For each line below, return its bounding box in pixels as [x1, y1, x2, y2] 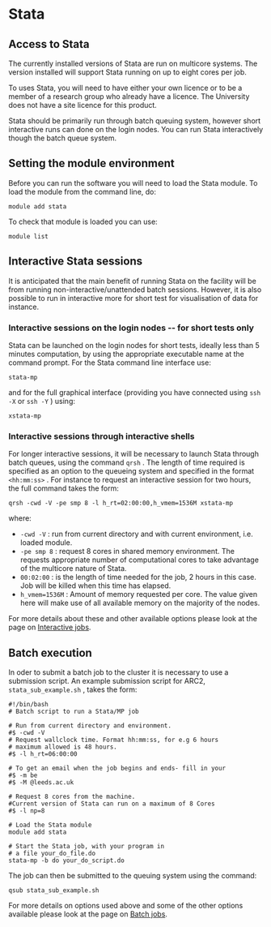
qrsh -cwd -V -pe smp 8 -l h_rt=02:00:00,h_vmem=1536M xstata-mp [8, 500, 233, 508]
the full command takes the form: [8, 483, 119, 493]
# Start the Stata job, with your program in [8, 843, 164, 851]
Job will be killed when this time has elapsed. [19, 581, 171, 590]
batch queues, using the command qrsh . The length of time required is [8, 457, 245, 467]
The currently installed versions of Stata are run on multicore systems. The [8, 58, 258, 68]
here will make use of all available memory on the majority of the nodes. [19, 598, 260, 608]
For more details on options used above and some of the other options [8, 901, 243, 911]
